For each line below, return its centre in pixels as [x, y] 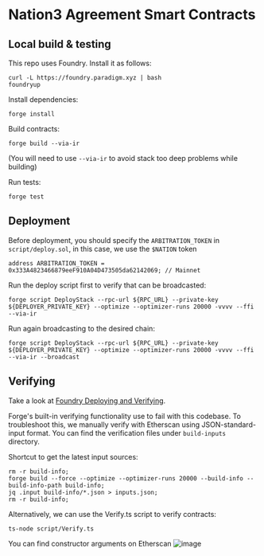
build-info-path [35, 485]
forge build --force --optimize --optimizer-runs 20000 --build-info [126, 478]
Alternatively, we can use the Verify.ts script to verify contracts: [113, 514]
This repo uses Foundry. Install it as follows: [80, 63]
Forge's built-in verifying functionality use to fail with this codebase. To [124, 416]
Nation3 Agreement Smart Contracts [132, 15]
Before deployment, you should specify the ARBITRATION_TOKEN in [114, 240]
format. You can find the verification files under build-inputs [126, 433]
